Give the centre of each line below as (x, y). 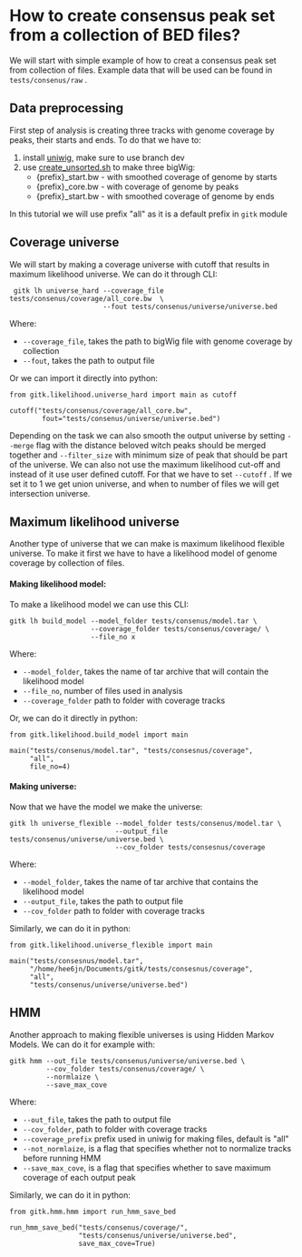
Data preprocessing (67, 109)
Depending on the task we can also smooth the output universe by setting (147, 435)
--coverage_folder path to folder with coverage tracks (124, 700)
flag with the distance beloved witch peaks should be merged (151, 445)
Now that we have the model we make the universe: (106, 807)
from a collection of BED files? (125, 35)
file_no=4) (50, 766)
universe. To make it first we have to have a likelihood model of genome (143, 553)
